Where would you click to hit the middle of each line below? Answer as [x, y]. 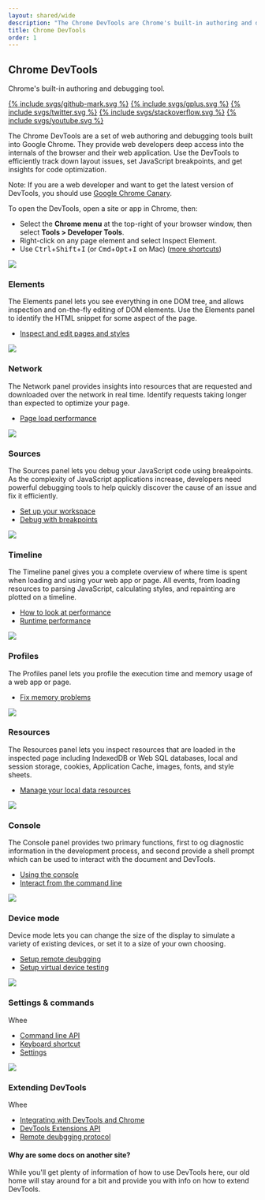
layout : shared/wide [42, 15]
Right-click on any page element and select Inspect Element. [118, 241]
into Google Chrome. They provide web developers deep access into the [126, 145]
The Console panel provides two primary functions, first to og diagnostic [126, 843]
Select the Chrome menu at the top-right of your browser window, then [136, 224]
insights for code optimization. [58, 170]
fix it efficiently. [33, 495]
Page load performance [58, 418]
